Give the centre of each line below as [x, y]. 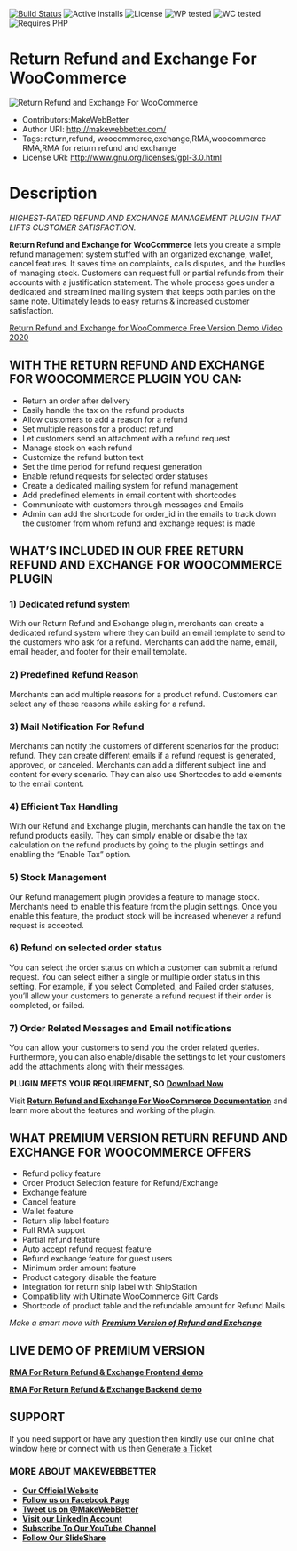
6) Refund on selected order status [86, 948]
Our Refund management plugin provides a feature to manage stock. [134, 896]
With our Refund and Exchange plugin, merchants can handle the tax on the [148, 826]
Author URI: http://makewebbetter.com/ [94, 129]
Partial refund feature [61, 1239]
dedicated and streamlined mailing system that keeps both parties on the [142, 291]
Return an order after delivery [76, 401]
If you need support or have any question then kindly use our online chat [142, 1438]
